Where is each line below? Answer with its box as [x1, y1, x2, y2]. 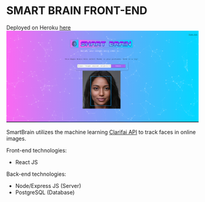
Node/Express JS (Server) [15, 182, 81, 190]
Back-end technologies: [6, 170, 67, 178]
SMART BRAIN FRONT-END [6, 4, 148, 18]
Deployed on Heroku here [6, 24, 71, 31]
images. [6, 135, 26, 142]
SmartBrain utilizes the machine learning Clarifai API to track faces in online [6, 129, 196, 136]
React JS [15, 159, 38, 166]
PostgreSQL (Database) [15, 189, 75, 196]
